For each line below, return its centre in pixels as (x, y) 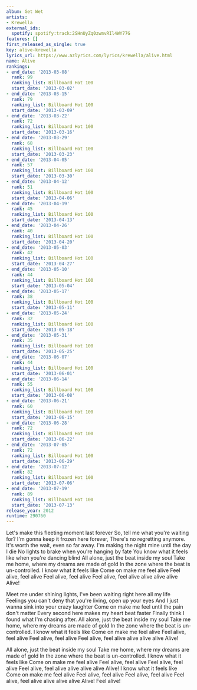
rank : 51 (22, 187)
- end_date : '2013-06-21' (38, 401)
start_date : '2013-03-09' (43, 110)
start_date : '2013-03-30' (43, 176)
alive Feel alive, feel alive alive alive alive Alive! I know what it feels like (92, 668)
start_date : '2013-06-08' (43, 396)
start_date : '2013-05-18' (43, 330)
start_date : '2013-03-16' (43, 132)
